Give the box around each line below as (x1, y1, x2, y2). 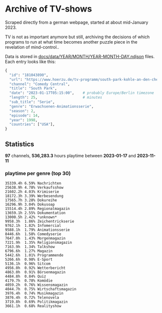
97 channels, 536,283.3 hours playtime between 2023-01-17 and (5, 153, 136, 158)
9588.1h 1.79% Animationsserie (5, 227, 70, 233)
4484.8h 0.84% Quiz (5, 274, 47, 279)
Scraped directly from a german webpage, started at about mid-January (5, 19, 148, 25)
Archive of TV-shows (5, 3, 93, 15)
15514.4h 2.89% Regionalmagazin (5, 207, 70, 211)
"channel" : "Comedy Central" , (9, 81, 70, 87)
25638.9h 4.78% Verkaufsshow (5, 185, 64, 190)
